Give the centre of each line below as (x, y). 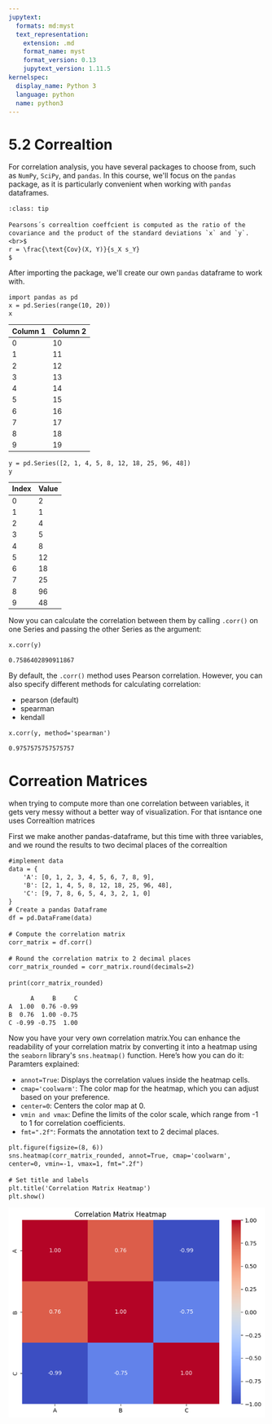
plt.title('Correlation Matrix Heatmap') (80, 1189)
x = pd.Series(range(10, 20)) (60, 305)
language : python (45, 94)
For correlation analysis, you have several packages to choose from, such (132, 167)
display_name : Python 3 (56, 86)
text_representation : (53, 34)
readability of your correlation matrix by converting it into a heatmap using (133, 1047)
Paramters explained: (44, 1064)
